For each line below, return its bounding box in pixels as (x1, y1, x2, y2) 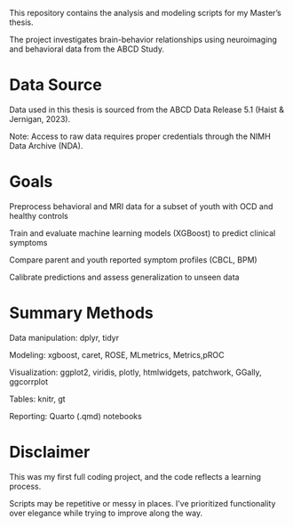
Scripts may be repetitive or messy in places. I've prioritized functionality (9, 498, 276, 508)
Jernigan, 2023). (9, 113, 71, 124)
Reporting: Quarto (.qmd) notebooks (9, 410, 142, 421)
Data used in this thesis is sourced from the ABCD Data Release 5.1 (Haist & (9, 104, 284, 115)
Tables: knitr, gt (9, 393, 66, 404)
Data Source (9, 75, 102, 95)
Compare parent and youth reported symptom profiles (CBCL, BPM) (9, 254, 257, 265)
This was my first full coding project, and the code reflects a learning (9, 471, 262, 482)
